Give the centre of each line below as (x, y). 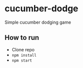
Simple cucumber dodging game (38, 22)
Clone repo (23, 49)
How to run (22, 38)
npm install (24, 55)
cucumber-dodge (41, 9)
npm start (22, 60)
